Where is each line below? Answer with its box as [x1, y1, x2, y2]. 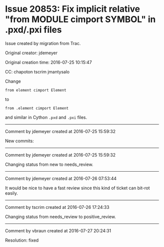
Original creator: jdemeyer [5, 50, 58, 56]
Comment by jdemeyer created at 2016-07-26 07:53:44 [5, 175, 117, 181]
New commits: [5, 138, 34, 144]
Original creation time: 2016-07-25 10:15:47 [5, 59, 92, 65]
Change [5, 78, 21, 84]
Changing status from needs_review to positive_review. [5, 214, 116, 220]
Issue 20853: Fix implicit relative [5, 3, 141, 15]
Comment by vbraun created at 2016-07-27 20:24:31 [5, 227, 111, 233]
